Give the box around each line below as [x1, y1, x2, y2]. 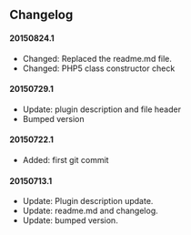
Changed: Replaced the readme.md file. [22, 53, 173, 64]
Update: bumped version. [22, 215, 118, 226]
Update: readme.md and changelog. [22, 205, 159, 217]
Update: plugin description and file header [22, 104, 182, 115]
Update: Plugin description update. [22, 196, 154, 207]
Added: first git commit [22, 155, 109, 165]
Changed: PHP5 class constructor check [22, 63, 176, 74]
